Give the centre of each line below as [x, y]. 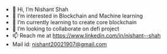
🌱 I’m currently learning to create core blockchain [74, 22]
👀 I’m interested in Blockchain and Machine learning [77, 16]
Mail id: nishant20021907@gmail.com [59, 44]
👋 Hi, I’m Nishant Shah [40, 9]
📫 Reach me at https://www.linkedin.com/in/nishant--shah [86, 35]
